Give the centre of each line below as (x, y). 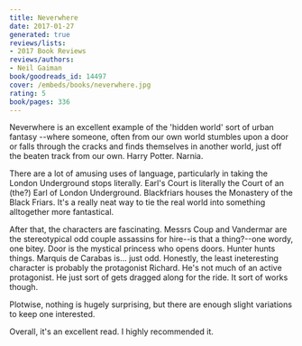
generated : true (40, 34)
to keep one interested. (52, 314)
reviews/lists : (38, 43)
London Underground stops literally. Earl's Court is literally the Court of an (147, 183)
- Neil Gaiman (36, 69)
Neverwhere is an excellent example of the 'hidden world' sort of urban (142, 127)
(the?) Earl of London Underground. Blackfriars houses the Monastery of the (151, 193)
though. (24, 287)
